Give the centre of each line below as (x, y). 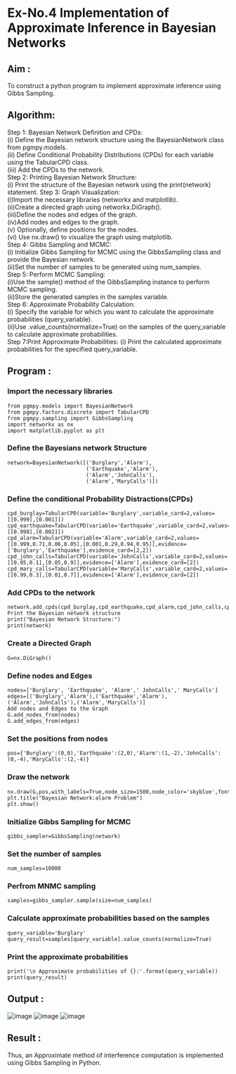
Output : (26, 999)
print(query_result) (38, 978)
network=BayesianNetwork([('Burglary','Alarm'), (80, 462)
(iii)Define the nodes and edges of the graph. (72, 214)
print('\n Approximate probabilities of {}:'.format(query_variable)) (113, 972)
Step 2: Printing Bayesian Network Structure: (72, 177)
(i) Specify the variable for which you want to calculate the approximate (111, 312)
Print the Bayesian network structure (64, 614)
